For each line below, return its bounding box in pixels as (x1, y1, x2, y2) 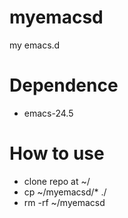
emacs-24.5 (23, 107, 74, 119)
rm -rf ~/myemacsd (23, 196, 106, 208)
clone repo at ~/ (23, 175, 91, 187)
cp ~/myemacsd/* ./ (23, 186, 107, 198)
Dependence (9, 74, 119, 97)
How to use (9, 142, 105, 165)
